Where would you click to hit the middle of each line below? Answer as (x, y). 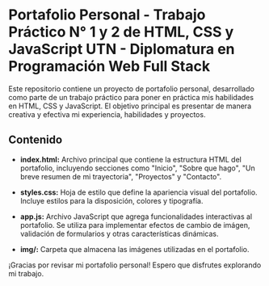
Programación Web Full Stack (109, 67)
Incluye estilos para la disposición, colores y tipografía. (111, 200)
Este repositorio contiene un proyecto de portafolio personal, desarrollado (131, 88)
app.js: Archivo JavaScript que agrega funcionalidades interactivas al (136, 217)
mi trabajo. (26, 273)
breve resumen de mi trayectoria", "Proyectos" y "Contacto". (121, 176)
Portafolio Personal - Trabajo (107, 15)
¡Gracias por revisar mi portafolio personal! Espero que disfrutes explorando (135, 265)
